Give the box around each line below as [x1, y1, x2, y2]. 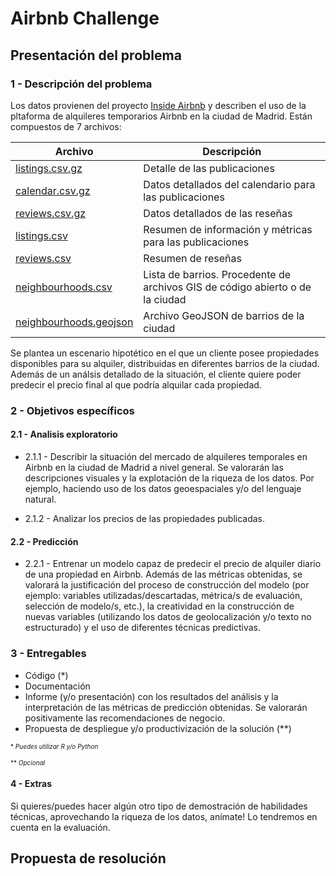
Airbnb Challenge [10, 7, 160, 30]
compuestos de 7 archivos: [10, 120, 122, 132]
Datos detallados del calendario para [143, 177, 316, 191]
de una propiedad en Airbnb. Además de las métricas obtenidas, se [24, 568, 303, 581]
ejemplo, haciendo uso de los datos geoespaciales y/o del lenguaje [24, 483, 302, 494]
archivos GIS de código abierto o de [143, 280, 312, 294]
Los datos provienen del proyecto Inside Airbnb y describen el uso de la [10, 99, 307, 111]
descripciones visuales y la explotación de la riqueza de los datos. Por [24, 472, 315, 484]
